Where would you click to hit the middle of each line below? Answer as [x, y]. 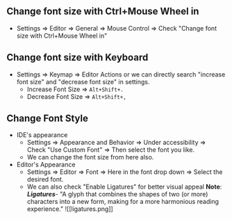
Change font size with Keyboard [77, 57]
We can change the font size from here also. [90, 157]
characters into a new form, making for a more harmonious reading [123, 202]
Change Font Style [47, 119]
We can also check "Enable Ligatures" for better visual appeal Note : [124, 187]
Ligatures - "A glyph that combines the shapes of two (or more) [117, 194]
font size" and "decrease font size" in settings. [83, 81]
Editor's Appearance [46, 165]
